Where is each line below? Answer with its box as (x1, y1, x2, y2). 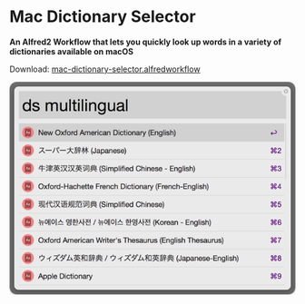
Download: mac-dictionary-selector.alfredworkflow (9, 64, 202, 74)
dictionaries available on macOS (9, 45, 134, 56)
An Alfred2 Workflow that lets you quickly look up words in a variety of (9, 36, 282, 47)
